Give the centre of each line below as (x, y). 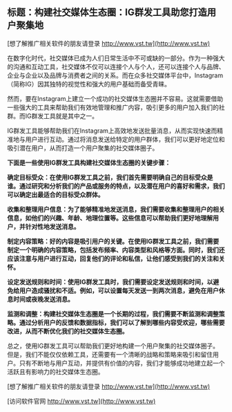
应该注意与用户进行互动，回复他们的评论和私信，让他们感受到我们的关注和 (113, 259)
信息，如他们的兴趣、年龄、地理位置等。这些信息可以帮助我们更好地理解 (110, 218)
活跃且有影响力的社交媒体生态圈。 (56, 371)
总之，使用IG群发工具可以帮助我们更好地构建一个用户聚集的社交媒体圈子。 (113, 346)
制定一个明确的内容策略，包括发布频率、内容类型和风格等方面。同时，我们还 (116, 250)
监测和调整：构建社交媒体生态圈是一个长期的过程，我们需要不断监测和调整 (113, 314)
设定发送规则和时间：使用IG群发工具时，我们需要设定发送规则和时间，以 (110, 281)
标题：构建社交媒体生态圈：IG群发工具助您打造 (107, 12)
